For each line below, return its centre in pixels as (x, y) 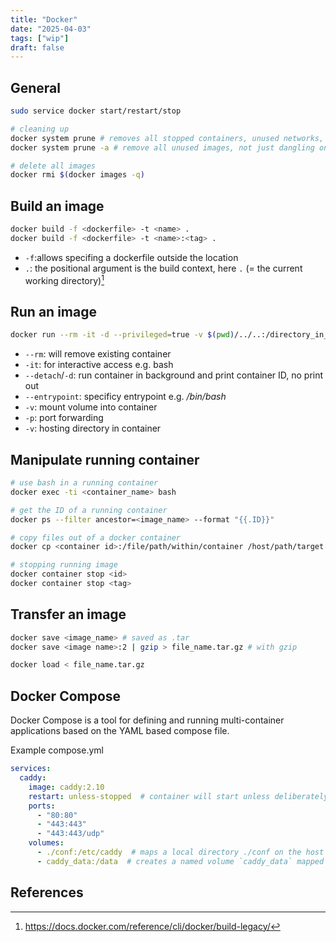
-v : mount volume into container (91, 407)
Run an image (53, 311)
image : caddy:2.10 (66, 787)
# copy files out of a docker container (96, 537)
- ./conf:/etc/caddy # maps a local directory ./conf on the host (180, 852)
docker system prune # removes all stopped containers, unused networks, (167, 138)
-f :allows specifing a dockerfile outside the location (131, 257)
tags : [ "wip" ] (40, 38)
